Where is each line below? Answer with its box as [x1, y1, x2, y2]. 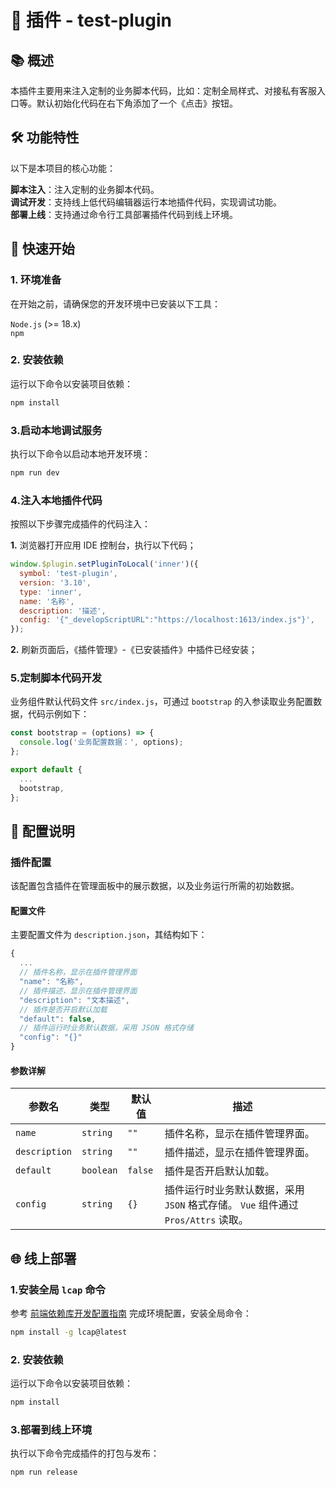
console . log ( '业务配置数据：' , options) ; [19, 737, 184, 748]
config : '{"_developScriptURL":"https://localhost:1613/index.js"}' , [19, 615, 315, 625]
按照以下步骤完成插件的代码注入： [10, 518, 151, 530]
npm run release [10, 1467, 78, 1478]
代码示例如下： [27, 708, 90, 720]
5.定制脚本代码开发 [10, 671, 103, 685]
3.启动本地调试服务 [10, 423, 103, 437]
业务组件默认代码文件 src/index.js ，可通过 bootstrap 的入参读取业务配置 [10, 696, 314, 708]
